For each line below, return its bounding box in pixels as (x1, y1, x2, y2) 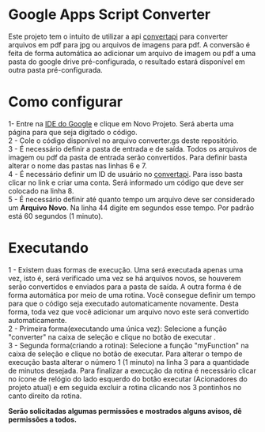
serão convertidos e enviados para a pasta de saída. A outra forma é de (8, 282, 242, 291)
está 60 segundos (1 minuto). (8, 211, 104, 220)
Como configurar (8, 93, 123, 111)
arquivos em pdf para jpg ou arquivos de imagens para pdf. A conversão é (8, 39, 251, 49)
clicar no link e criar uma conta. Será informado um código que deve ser (8, 178, 244, 187)
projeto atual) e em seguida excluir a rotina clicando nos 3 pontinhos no (8, 382, 242, 392)
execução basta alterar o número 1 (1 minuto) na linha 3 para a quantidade (8, 357, 250, 366)
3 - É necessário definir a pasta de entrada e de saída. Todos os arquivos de (8, 144, 257, 153)
